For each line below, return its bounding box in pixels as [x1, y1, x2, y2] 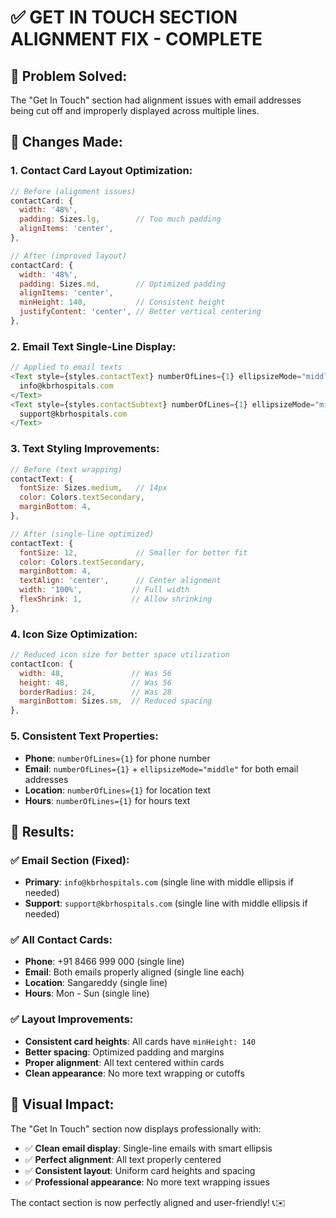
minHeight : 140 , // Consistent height [19, 297, 226, 308]
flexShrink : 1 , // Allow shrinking [19, 594, 213, 605]
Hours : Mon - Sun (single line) [24, 987, 150, 1000]
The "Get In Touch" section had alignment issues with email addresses [10, 94, 302, 106]
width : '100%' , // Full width [19, 585, 190, 595]
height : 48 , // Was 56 [19, 677, 172, 688]
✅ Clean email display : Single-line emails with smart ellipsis [24, 1142, 273, 1154]
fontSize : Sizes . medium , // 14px [19, 483, 168, 493]
